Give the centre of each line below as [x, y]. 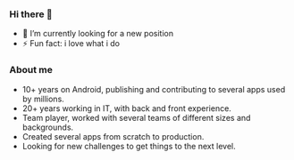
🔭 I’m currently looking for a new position [98, 34]
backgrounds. [48, 127]
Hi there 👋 [31, 14]
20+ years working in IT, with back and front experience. [127, 108]
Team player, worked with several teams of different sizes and [136, 117]
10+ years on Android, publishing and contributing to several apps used [154, 89]
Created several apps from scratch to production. [113, 136]
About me [31, 70]
